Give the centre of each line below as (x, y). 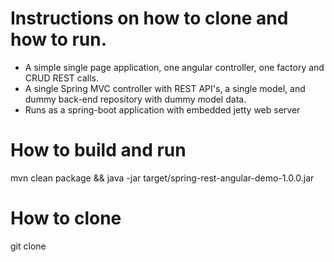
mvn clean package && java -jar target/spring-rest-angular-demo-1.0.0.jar (162, 178)
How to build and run (98, 150)
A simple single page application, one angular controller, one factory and (174, 67)
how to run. (59, 39)
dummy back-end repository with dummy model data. (135, 99)
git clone (28, 246)
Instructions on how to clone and (149, 18)
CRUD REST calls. (62, 78)
